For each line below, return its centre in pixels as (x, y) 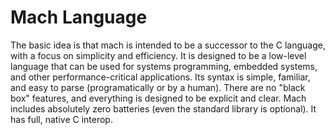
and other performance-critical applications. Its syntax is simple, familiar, (160, 77)
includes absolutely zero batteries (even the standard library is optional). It (163, 108)
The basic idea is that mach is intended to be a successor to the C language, (168, 45)
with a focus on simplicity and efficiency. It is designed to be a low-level (158, 55)
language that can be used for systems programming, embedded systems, (164, 66)
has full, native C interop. (61, 119)
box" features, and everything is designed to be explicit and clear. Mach (158, 98)
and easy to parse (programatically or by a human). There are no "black (158, 87)
